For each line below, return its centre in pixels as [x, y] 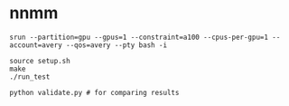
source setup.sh [40, 61]
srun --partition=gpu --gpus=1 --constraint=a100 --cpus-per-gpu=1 [139, 37]
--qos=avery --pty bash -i [117, 45]
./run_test [30, 77]
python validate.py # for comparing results [94, 92]
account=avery [36, 45]
